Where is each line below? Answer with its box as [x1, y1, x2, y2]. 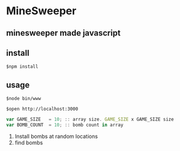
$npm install [6, 64, 39, 70]
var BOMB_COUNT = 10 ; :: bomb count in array [6, 122, 124, 128]
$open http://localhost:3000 [6, 106, 78, 112]
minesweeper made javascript [6, 28, 121, 38]
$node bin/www [6, 96, 42, 102]
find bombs [14, 139, 43, 146]
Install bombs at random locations [14, 133, 98, 140]
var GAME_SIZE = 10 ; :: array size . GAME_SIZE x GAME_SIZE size [6, 117, 174, 122]
